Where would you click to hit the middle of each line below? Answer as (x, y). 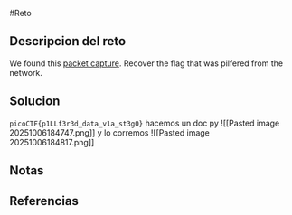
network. (26, 72)
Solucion (35, 102)
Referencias (44, 201)
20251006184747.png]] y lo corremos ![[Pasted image (109, 132)
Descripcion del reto (68, 41)
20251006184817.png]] (52, 142)
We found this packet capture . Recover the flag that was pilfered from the (146, 63)
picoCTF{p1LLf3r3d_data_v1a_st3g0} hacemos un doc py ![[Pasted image (145, 123)
